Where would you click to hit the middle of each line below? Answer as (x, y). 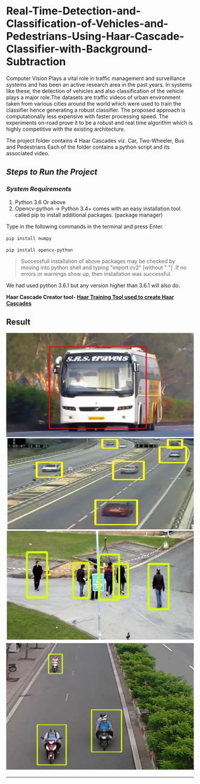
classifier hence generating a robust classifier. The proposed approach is (96, 110)
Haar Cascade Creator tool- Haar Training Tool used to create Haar (90, 297)
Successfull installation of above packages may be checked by (98, 261)
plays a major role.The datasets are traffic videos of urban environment (93, 97)
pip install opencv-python (40, 250)
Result (18, 322)
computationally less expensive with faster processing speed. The (87, 116)
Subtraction (36, 62)
